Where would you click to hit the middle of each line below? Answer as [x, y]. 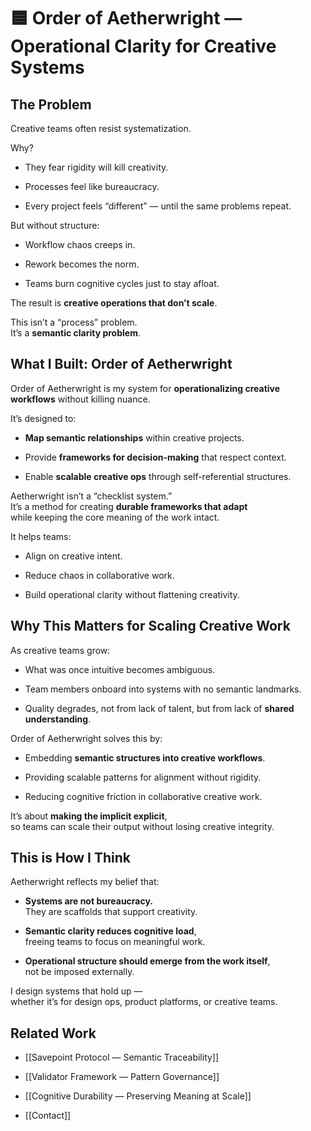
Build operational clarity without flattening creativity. [132, 594]
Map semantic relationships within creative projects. [134, 437]
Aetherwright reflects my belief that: [85, 882]
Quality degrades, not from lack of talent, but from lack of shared [159, 708]
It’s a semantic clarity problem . [75, 333]
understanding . [58, 719]
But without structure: [55, 225]
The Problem [51, 104]
